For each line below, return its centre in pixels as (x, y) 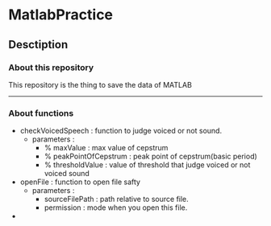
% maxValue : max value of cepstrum (106, 148)
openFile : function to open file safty (80, 182)
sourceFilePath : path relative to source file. (117, 199)
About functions (41, 113)
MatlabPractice (61, 15)
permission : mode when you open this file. (116, 208)
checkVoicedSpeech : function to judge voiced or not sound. (121, 131)
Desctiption (38, 45)
